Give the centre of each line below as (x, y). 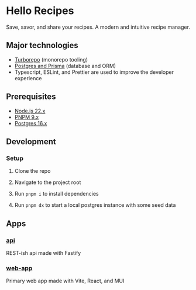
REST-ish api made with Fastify (44, 253)
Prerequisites (31, 97)
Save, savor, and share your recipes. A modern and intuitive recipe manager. (98, 27)
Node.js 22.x (30, 111)
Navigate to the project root (48, 182)
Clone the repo (32, 171)
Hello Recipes (40, 11)
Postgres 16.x (31, 123)
